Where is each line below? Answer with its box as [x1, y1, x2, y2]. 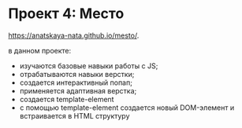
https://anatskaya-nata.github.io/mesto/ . [8, 31, 140, 40]
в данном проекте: [8, 46, 72, 55]
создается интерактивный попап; [19, 78, 132, 87]
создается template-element [19, 94, 114, 104]
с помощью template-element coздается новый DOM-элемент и [19, 103, 235, 112]
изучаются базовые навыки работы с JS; [19, 60, 158, 71]
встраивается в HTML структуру [19, 111, 130, 120]
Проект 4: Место [8, 5, 125, 23]
